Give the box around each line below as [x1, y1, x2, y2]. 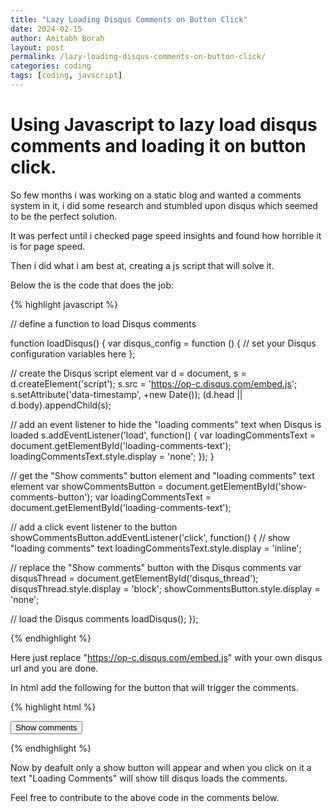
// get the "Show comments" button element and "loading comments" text [10, 469, 315, 481]
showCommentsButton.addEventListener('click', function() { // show [10, 531, 291, 543]
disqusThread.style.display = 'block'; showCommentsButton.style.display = [10, 582, 321, 595]
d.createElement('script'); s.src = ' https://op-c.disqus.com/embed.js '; [10, 377, 298, 390]
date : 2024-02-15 [10, 24, 83, 34]
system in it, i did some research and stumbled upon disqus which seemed [10, 199, 318, 211]
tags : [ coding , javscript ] [10, 71, 123, 81]
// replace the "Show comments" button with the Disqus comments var [10, 561, 302, 573]
